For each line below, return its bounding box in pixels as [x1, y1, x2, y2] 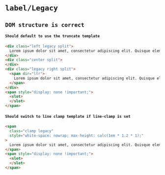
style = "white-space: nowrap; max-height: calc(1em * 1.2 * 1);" [9, 133, 144, 138]
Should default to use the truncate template [5, 34, 100, 39]
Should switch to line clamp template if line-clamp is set [5, 114, 131, 119]
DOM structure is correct [5, 21, 84, 28]
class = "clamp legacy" [9, 129, 54, 134]
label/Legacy [5, 3, 58, 13]
